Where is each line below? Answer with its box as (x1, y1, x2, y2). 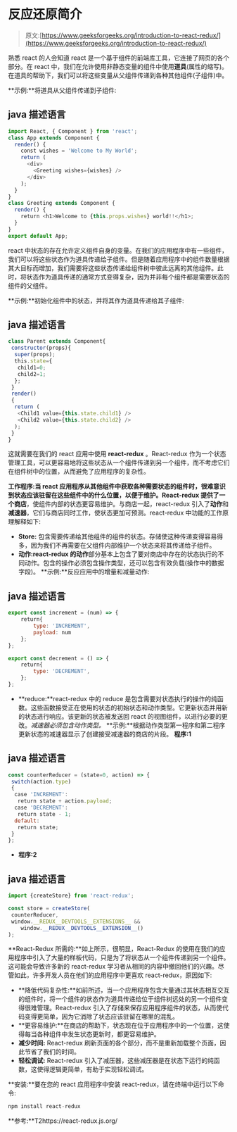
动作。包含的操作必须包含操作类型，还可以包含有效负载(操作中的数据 (24, 559, 224, 567)
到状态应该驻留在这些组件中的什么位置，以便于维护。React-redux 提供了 (8, 491, 219, 500)
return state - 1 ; (17, 810, 72, 817)
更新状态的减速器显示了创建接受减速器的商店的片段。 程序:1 (18, 729, 192, 738)
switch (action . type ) (11, 778, 72, 785)
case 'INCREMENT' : (14, 791, 69, 798)
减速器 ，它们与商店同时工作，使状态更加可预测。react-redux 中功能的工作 (8, 508, 223, 517)
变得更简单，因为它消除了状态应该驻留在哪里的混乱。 (24, 1012, 179, 1021)
